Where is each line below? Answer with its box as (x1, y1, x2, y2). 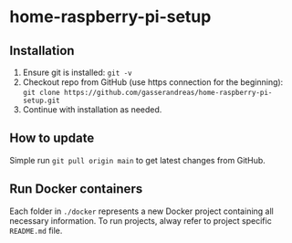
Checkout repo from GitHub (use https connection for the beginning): (22, 77, 284, 88)
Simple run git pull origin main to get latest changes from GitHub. (9, 154, 266, 165)
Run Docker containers (9, 181, 143, 197)
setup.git (22, 96, 61, 105)
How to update (9, 131, 95, 146)
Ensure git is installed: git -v (22, 67, 132, 78)
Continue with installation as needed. (22, 104, 162, 115)
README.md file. (9, 225, 63, 236)
